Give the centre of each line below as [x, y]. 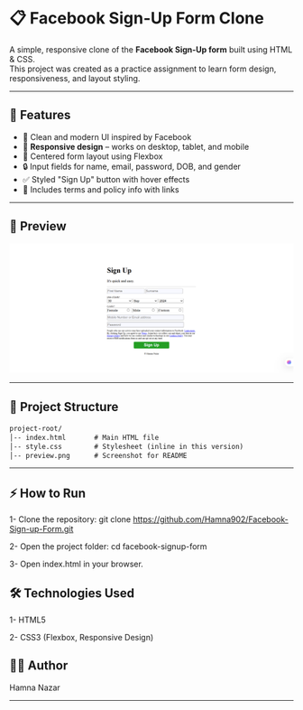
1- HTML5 [28, 620]
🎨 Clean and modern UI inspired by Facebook [107, 136]
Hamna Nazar [35, 687]
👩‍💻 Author [39, 666]
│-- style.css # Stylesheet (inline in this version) [127, 447]
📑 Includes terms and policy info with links [101, 189]
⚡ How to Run [48, 493]
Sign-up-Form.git [41, 529]
